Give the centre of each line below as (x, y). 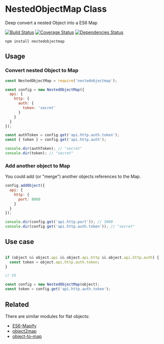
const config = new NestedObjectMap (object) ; (52, 284)
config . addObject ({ (25, 186)
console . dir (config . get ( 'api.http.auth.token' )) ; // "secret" (70, 227)
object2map (24, 331)
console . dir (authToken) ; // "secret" (44, 149)
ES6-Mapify (24, 326)
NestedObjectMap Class (56, 9)
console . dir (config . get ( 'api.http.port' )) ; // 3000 (59, 222)
